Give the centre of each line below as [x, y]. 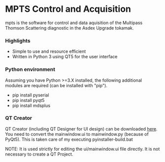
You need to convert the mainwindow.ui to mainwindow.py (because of [77, 134]
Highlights [18, 40]
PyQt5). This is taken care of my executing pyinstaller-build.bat [69, 139]
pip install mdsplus [31, 105]
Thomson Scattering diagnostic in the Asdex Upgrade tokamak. [69, 28]
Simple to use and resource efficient [49, 51]
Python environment [30, 69]
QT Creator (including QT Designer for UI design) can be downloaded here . [81, 129]
